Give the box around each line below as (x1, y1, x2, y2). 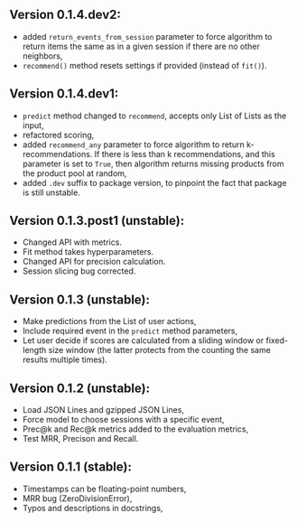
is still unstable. (22, 187, 81, 198)
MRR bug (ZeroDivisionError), (22, 492, 133, 504)
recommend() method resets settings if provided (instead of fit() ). (22, 60, 267, 70)
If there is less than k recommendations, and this (94, 148, 275, 159)
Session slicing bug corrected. (22, 266, 136, 276)
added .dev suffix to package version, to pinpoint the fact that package (22, 177, 287, 188)
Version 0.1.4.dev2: (9, 7, 122, 23)
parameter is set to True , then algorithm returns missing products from (22, 158, 284, 169)
